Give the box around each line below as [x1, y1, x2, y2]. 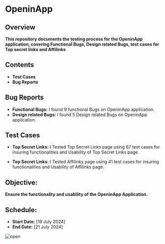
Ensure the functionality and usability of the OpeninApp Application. [5, 191, 148, 197]
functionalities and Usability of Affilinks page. [12, 164, 104, 170]
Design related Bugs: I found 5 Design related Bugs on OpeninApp [12, 112, 147, 118]
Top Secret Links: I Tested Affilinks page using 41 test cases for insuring [12, 159, 160, 165]
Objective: [5, 178, 38, 186]
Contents [5, 61, 34, 69]
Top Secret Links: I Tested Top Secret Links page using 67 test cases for [12, 144, 160, 150]
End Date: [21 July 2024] [12, 224, 63, 230]
